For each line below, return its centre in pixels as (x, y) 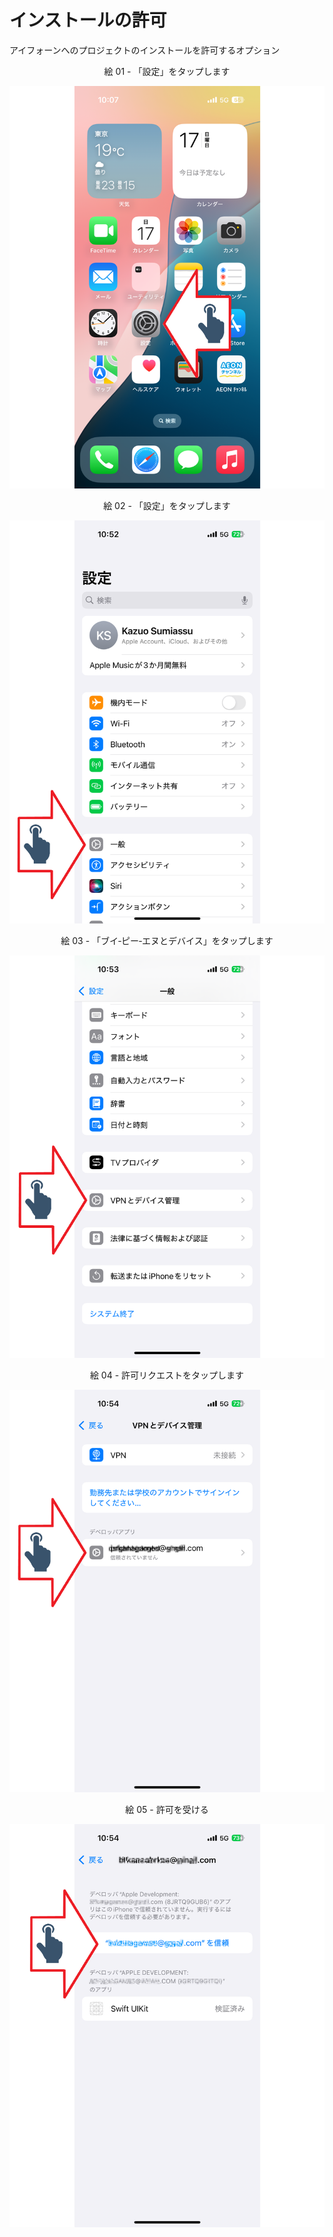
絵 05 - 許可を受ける (167, 1810)
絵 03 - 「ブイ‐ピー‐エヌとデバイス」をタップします (167, 940)
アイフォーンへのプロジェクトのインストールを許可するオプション (145, 50)
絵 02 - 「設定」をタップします (167, 506)
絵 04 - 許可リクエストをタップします (167, 1375)
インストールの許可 (88, 20)
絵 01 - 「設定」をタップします (167, 71)
